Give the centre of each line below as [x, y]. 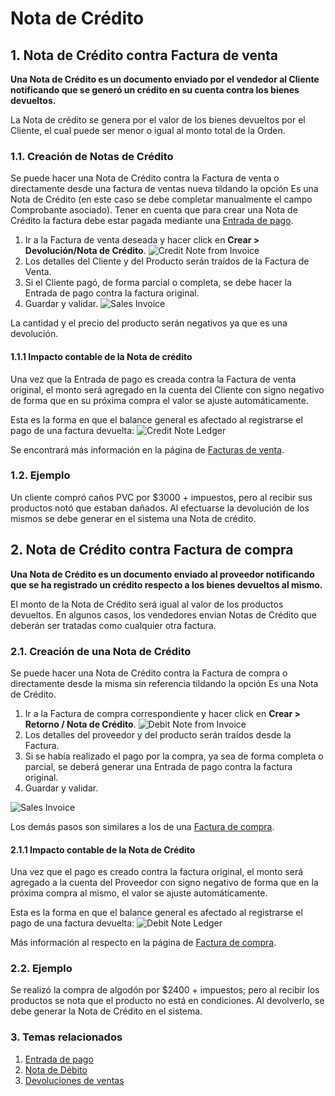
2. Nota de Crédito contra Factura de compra [152, 550]
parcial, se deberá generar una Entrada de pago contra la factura [158, 766]
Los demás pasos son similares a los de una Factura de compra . [142, 826]
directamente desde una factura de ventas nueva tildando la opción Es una [164, 189]
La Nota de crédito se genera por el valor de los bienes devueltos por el [158, 120]
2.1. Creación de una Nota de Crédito [101, 651]
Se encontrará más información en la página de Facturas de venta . [147, 449]
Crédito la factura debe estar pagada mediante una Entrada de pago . [152, 221]
